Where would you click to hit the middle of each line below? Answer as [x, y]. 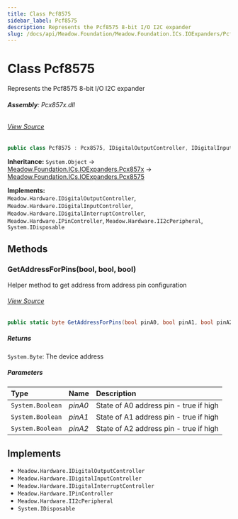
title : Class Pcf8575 [39, 14]
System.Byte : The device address [56, 356]
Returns [19, 339]
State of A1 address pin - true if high [157, 417]
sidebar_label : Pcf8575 [42, 21]
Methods [28, 249]
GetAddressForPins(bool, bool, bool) [72, 269]
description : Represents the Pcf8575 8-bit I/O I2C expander [100, 27]
